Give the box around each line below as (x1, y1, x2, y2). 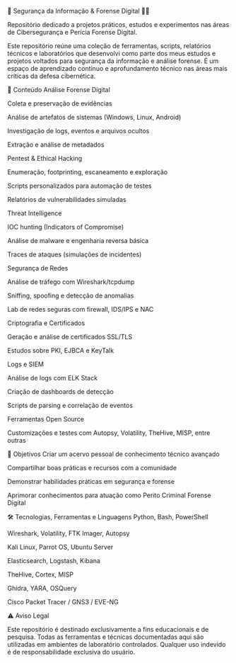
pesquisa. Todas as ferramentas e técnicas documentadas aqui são (7, 633, 204, 641)
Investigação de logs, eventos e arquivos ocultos (7, 127, 150, 135)
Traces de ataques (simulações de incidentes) (7, 250, 142, 259)
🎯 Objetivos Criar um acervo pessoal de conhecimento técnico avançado (7, 450, 220, 458)
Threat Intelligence (7, 209, 62, 217)
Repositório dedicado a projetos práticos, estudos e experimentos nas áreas (7, 21, 230, 28)
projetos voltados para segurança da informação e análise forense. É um (7, 57, 219, 65)
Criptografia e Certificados (7, 319, 85, 327)
